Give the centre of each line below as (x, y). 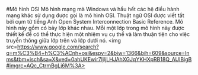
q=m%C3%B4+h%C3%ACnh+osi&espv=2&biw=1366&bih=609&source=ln (98, 53)
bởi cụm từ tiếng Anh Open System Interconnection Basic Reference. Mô (95, 22)
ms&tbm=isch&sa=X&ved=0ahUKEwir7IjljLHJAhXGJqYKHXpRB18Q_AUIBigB (99, 59)
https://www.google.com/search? (58, 47)
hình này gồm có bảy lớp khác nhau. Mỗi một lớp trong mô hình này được (95, 28)
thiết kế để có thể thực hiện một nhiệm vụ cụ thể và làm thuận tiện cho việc (98, 34)
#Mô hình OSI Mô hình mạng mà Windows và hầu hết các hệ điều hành (93, 9)
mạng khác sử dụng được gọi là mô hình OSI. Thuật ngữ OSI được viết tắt (95, 15)
